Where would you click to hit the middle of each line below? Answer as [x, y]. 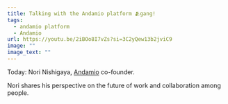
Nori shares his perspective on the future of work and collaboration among [114, 85]
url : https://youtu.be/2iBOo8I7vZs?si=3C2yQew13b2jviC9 [90, 40]
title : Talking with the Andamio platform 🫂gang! [82, 14]
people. [18, 93]
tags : [15, 20]
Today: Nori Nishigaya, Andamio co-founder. [71, 72]
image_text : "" [29, 53]
